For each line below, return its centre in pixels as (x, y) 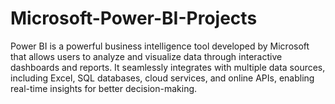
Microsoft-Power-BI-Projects (134, 18)
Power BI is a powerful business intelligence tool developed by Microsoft (160, 46)
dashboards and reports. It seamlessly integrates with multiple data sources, (168, 67)
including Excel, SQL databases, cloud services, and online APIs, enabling (162, 78)
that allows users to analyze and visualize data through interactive (146, 56)
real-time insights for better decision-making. (104, 88)
